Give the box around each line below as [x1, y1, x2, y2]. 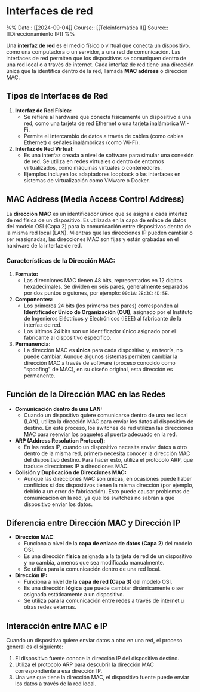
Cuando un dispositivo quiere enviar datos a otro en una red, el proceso [6, 637, 183, 644]
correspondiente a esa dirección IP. [14, 667, 103, 675]
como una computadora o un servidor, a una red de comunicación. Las [6, 48, 181, 55]
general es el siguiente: [6, 643, 64, 650]
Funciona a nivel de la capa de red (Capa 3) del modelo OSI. [23, 578, 173, 586]
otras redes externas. [23, 603, 76, 611]
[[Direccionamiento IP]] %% [6, 30, 76, 37]
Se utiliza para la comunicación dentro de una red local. [23, 565, 161, 572]
